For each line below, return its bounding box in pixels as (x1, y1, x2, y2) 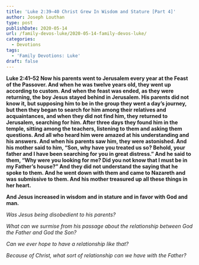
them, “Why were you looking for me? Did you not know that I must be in (6, 157, 188, 164)
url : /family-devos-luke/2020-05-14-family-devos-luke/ (6, 31, 147, 37)
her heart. (6, 181, 31, 189)
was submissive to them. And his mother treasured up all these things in (6, 175, 188, 183)
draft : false (6, 58, 38, 64)
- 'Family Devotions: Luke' (11, 53, 81, 59)
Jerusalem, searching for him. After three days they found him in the (6, 119, 178, 126)
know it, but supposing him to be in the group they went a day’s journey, (6, 100, 187, 107)
